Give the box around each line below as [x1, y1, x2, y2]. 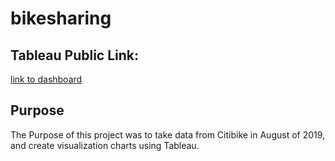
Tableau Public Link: [10, 47, 140, 64]
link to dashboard [10, 73, 83, 85]
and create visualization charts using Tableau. [10, 139, 200, 151]
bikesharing [10, 7, 112, 30]
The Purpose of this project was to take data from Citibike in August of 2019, [10, 128, 326, 141]
